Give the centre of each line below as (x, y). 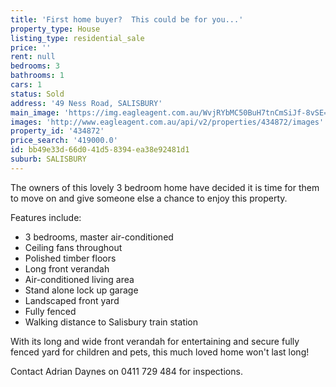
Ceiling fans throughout (73, 247)
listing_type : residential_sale (77, 38)
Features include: (46, 217)
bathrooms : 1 (37, 76)
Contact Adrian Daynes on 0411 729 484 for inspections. (126, 371)
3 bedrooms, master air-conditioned (99, 237)
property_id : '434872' (57, 131)
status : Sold (37, 94)
